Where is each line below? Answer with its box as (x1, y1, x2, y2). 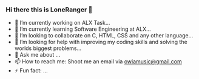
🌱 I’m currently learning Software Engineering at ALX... (14, 25, 151, 33)
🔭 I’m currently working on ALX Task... (14, 19, 110, 27)
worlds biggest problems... (14, 45, 82, 52)
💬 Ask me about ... (14, 51, 61, 58)
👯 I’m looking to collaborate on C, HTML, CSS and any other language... (14, 32, 194, 39)
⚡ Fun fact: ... (14, 67, 48, 74)
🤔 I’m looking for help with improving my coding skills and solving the (14, 39, 187, 46)
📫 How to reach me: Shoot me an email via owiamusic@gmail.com (14, 58, 183, 65)
